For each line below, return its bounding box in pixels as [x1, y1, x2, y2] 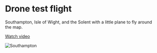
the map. [5, 24, 23, 30]
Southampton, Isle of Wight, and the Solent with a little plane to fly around [5, 19, 153, 25]
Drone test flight [5, 3, 72, 14]
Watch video [5, 33, 30, 39]
